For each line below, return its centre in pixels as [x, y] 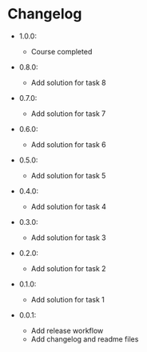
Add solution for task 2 [68, 268]
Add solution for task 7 [68, 114]
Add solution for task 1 [68, 299]
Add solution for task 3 [68, 238]
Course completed [62, 51]
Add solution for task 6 [68, 144]
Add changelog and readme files [85, 339]
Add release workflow [67, 330]
